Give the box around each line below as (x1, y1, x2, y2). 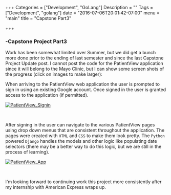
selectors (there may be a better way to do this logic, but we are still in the (5, 143, 162, 150)
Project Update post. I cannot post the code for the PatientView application (5, 60, 164, 67)
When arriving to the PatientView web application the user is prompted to (5, 81, 160, 88)
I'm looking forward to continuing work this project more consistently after (5, 179, 162, 185)
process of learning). (5, 149, 50, 155)
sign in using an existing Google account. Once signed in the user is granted (5, 86, 166, 93)
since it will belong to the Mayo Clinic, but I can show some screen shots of (5, 66, 164, 72)
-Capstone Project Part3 (5, 38, 68, 45)
